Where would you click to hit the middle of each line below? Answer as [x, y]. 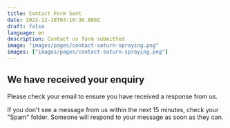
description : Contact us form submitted [66, 39]
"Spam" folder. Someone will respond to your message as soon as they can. [115, 117]
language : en [26, 33]
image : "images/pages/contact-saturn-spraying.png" [83, 45]
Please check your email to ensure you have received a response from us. [113, 96]
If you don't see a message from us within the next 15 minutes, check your [113, 109]
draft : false [26, 26]
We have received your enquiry [76, 80]
